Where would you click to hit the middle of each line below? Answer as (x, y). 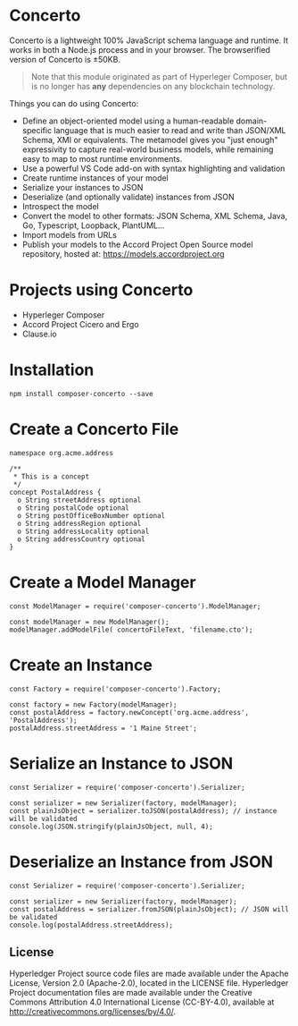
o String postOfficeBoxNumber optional (91, 515)
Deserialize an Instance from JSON (141, 862)
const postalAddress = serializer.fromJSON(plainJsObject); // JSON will (149, 909)
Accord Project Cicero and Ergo (81, 324)
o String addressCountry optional (81, 539)
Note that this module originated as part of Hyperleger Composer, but (159, 76)
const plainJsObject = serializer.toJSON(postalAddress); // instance (143, 810)
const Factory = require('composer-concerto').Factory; (115, 689)
